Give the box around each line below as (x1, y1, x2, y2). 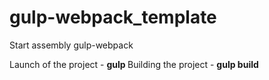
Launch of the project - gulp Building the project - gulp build (9, 58, 259, 70)
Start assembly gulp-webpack (9, 39, 134, 51)
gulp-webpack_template (9, 6, 217, 29)
